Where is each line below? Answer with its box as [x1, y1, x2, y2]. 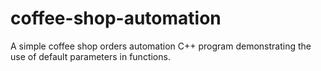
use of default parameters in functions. [10, 50, 171, 62]
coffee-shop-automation [10, 7, 222, 30]
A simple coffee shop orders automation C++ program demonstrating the [10, 40, 312, 52]
